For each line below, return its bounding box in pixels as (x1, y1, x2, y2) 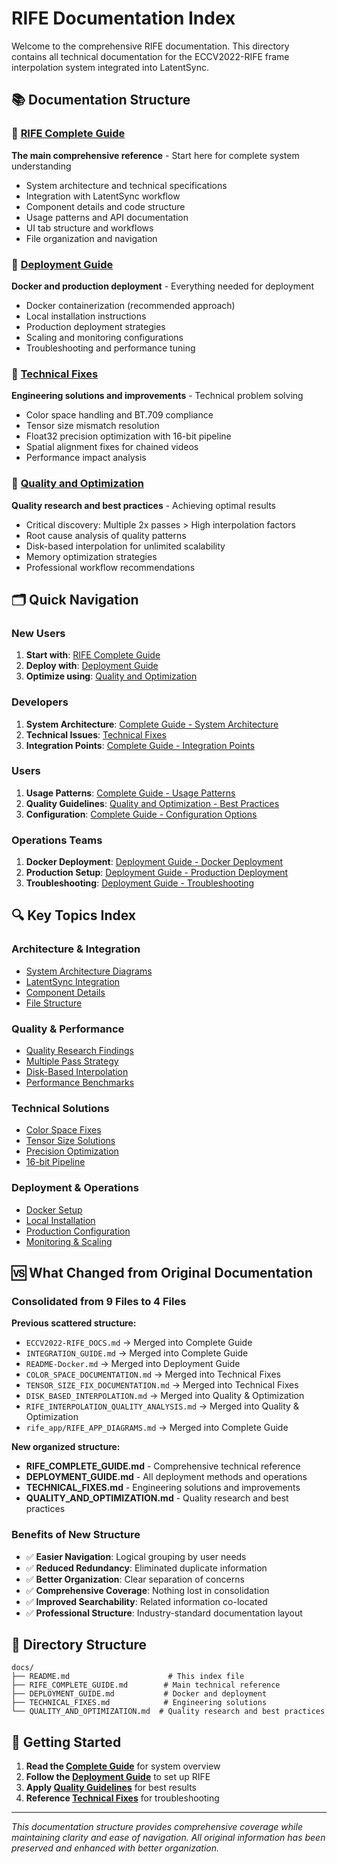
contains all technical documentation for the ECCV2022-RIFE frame (11, 50, 290, 62)
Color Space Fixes (25, 1124, 102, 1136)
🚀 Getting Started (11, 1733, 122, 1751)
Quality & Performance (11, 1022, 125, 1036)
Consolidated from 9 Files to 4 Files (11, 1294, 187, 1308)
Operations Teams (11, 833, 103, 847)
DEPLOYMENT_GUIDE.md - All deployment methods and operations (25, 1471, 308, 1483)
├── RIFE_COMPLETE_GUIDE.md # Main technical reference (11, 1680, 281, 1691)
